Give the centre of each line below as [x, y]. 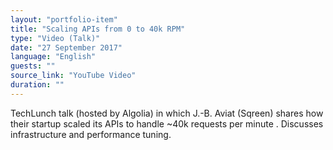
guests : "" [33, 66]
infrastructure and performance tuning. [91, 134]
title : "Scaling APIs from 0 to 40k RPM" [98, 29]
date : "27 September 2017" [66, 47]
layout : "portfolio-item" [64, 19]
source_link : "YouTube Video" [73, 76]
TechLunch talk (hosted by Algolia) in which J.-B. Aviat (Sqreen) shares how [167, 113]
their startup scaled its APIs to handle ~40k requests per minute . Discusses [167, 123]
